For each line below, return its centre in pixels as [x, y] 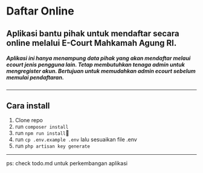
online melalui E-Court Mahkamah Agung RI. [92, 43]
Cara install [28, 106]
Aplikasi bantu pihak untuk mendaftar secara [93, 34]
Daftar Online [40, 11]
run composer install [42, 127]
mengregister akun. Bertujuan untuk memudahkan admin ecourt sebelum [101, 71]
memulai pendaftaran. [35, 77]
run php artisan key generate [53, 146]
